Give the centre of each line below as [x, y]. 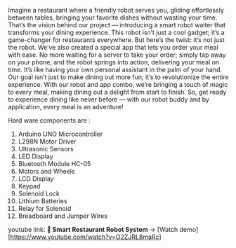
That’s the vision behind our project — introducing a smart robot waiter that [117, 25]
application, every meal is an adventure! [66, 107]
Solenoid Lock [39, 193]
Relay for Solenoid [45, 208]
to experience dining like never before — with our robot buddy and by [109, 99]
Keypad [29, 186]
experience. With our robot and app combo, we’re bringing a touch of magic [118, 84]
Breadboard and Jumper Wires [63, 216]
